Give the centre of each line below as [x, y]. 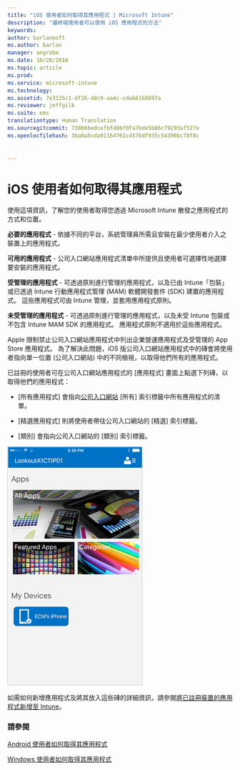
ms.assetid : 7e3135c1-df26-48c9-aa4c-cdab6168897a [84, 98]
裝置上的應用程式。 [36, 244]
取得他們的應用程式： [39, 381]
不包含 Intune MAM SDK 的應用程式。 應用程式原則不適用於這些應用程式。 [117, 324]
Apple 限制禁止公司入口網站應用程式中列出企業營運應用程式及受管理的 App [118, 340]
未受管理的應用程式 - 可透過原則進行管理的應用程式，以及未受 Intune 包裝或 [119, 316]
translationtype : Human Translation [62, 121]
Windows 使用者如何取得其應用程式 [60, 759]
